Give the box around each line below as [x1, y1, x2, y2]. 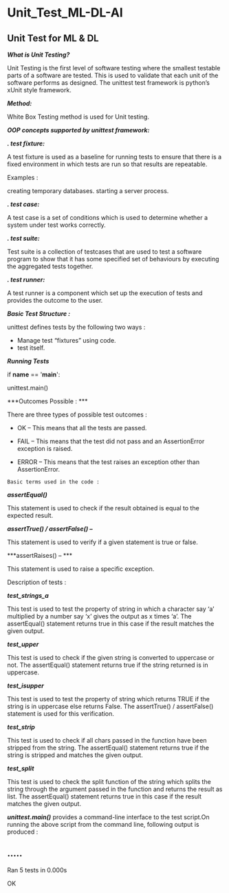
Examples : [7, 174, 39, 181]
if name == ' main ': [7, 370, 61, 379]
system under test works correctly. [7, 221, 106, 229]
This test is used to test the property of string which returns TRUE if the [7, 695, 210, 703]
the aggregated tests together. [7, 262, 94, 270]
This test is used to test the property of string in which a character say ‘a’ [7, 605, 215, 613]
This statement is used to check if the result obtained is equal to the [7, 504, 199, 512]
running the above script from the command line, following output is [7, 821, 199, 828]
